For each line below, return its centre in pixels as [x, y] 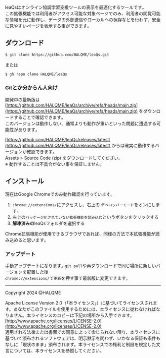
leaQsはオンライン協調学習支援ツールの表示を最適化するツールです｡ [75, 7]
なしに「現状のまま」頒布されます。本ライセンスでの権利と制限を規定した [81, 344]
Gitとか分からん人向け [31, 88]
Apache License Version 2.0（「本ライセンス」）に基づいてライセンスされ [79, 303]
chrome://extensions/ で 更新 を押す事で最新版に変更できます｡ [67, 278]
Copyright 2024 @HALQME [33, 293]
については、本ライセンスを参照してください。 [57, 351]
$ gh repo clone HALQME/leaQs [36, 74]
